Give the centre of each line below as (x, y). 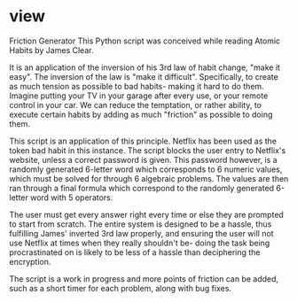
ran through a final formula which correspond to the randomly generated (142, 188)
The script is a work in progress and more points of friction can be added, (144, 279)
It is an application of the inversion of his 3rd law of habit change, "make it (145, 67)
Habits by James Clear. (51, 50)
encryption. (30, 261)
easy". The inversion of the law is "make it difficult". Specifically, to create (144, 76)
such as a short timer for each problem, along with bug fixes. (121, 288)
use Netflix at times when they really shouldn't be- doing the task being (140, 243)
